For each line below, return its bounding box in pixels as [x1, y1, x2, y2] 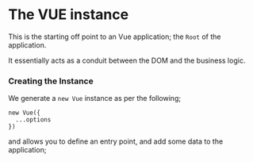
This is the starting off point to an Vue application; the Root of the [8, 32, 221, 41]
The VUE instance [8, 6, 129, 24]
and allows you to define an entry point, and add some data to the [8, 137, 224, 146]
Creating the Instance [8, 75, 94, 87]
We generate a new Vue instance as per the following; [8, 94, 181, 103]
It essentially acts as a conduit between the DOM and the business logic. [8, 56, 246, 65]
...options [15, 116, 52, 124]
